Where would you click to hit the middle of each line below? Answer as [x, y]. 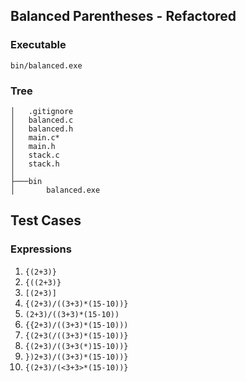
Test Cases [46, 220]
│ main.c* [35, 137]
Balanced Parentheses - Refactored [123, 16]
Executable [38, 45]
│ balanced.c [42, 120]
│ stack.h [35, 164]
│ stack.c [35, 155]
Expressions [41, 249]
